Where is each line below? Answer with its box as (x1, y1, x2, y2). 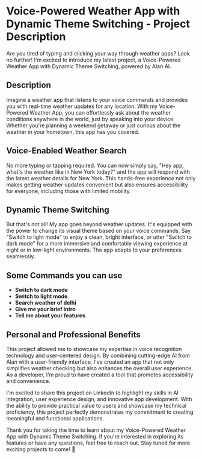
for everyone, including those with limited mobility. (6, 187, 131, 194)
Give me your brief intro (14, 306, 76, 313)
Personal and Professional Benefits (6, 329, 141, 340)
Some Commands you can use (6, 270, 123, 280)
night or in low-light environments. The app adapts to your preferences (6, 246, 182, 254)
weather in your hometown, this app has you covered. (6, 128, 139, 135)
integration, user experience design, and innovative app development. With (6, 396, 192, 402)
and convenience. (6, 378, 51, 384)
